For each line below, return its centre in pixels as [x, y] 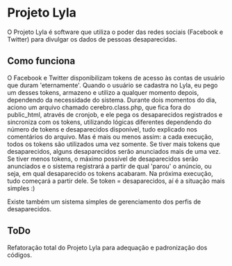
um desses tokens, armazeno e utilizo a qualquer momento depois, [103, 92]
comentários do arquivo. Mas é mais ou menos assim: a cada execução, [110, 136]
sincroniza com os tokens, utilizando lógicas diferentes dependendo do [109, 122]
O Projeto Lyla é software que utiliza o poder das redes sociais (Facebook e [115, 32]
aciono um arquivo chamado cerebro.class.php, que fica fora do [99, 107]
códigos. [20, 255]
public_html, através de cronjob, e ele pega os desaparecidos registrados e [115, 114]
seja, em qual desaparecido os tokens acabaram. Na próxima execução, [110, 173]
